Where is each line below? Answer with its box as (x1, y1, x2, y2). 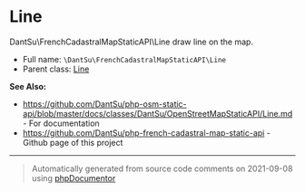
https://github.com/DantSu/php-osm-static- (22, 98, 188, 110)
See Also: (9, 81, 47, 91)
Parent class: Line (22, 63, 90, 74)
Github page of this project (22, 137, 123, 148)
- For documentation (22, 118, 100, 129)
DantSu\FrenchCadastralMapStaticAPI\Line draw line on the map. (9, 36, 254, 47)
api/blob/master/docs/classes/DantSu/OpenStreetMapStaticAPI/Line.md (22, 108, 293, 119)
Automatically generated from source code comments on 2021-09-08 (31, 163, 293, 174)
